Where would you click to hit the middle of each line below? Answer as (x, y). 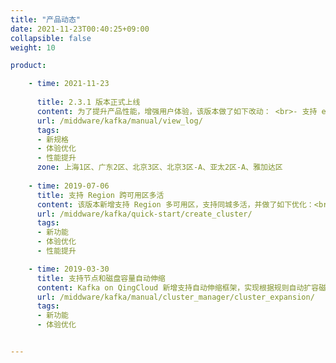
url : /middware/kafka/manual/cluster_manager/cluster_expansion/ (175, 297)
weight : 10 (33, 47)
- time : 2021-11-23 (69, 84)
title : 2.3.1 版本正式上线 (88, 102)
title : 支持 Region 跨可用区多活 (100, 195)
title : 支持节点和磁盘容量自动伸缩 (101, 278)
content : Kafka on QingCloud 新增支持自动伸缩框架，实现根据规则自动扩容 (178, 287)
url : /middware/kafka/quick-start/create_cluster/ (144, 214)
